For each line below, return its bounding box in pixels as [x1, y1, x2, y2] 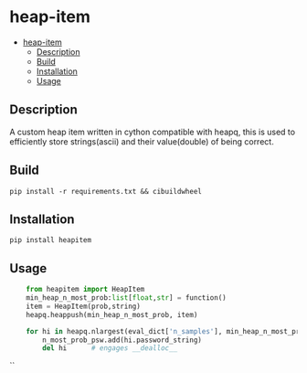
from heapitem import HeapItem [26, 285, 145, 294]
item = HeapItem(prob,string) [26, 302, 142, 311]
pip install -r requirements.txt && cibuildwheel [9, 186, 203, 196]
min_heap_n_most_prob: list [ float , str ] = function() [26, 293, 227, 303]
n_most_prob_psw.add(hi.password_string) [42, 336, 203, 345]
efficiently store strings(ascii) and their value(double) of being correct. [9, 135, 274, 147]
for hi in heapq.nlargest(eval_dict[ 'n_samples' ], [26, 326, 223, 336]
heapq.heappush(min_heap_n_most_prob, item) [26, 310, 198, 319]
